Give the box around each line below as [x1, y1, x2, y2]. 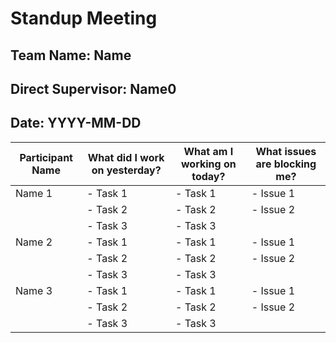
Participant [19, 150, 73, 164]
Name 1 [15, 186, 53, 200]
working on [180, 157, 237, 171]
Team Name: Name [10, 47, 132, 64]
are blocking [255, 157, 317, 171]
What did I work [87, 150, 165, 164]
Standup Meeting [10, 7, 158, 30]
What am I [183, 144, 234, 158]
